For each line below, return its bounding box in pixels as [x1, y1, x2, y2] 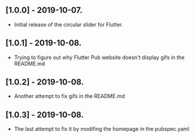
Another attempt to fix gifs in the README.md [14, 93, 125, 100]
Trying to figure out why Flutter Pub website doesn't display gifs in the [14, 54, 185, 61]
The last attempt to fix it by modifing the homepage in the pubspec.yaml [14, 126, 190, 133]
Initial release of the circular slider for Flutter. [14, 21, 123, 28]
